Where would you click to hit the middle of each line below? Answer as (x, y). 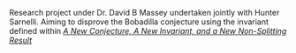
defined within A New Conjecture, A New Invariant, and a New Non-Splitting (148, 31)
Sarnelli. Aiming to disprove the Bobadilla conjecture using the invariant (139, 22)
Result (21, 40)
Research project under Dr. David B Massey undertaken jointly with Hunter (144, 13)
